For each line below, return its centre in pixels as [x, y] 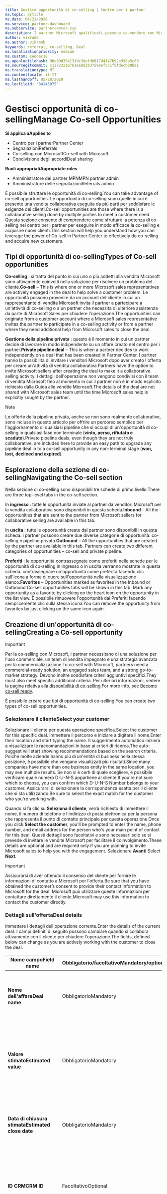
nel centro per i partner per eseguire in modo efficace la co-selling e [90, 225]
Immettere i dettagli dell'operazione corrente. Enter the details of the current [83, 926]
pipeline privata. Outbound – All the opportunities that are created [90, 541]
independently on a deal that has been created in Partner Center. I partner [81, 355]
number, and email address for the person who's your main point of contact [83, 830]
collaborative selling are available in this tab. [50, 520]
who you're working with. [31, 799]
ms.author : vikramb [25, 42]
